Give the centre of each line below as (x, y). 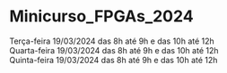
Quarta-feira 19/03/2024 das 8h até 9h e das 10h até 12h (114, 50)
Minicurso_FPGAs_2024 (102, 16)
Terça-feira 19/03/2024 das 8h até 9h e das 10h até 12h (112, 41)
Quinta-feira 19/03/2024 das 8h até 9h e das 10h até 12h (113, 60)
